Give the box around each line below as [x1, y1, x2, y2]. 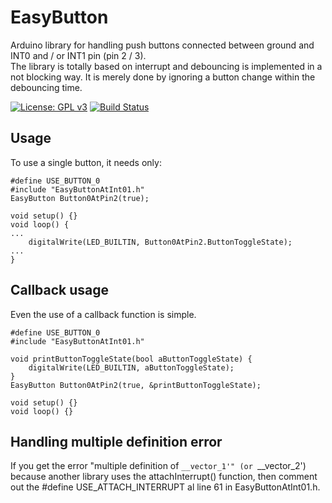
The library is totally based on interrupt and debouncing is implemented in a [10, 60, 323, 72]
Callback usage [10, 282, 110, 299]
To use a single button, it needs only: [10, 156, 162, 168]
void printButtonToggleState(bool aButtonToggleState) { [10, 354, 253, 364]
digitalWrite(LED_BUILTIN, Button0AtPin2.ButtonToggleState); [28, 237, 293, 247]
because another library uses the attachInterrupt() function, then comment [10, 471, 318, 483]
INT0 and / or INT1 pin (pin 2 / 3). [10, 49, 147, 61]
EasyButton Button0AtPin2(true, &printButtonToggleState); [10, 380, 262, 390]
